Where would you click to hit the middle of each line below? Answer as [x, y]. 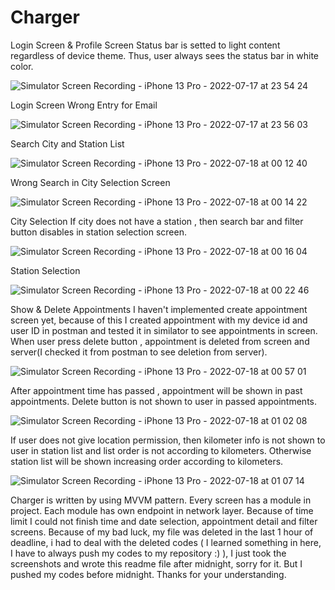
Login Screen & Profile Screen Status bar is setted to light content [145, 45]
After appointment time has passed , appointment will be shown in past [156, 390]
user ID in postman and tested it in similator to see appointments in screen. [164, 330]
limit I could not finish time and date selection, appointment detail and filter [164, 521]
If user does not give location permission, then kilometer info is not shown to [168, 440]
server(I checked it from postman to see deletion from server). [139, 352]
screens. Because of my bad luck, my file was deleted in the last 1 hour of [162, 532]
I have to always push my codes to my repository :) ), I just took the [148, 553]
